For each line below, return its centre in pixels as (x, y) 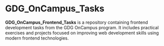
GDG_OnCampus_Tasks (55, 9)
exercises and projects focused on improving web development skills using (82, 33)
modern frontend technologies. (37, 38)
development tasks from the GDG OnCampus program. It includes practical (82, 27)
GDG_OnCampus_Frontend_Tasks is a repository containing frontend (77, 22)
